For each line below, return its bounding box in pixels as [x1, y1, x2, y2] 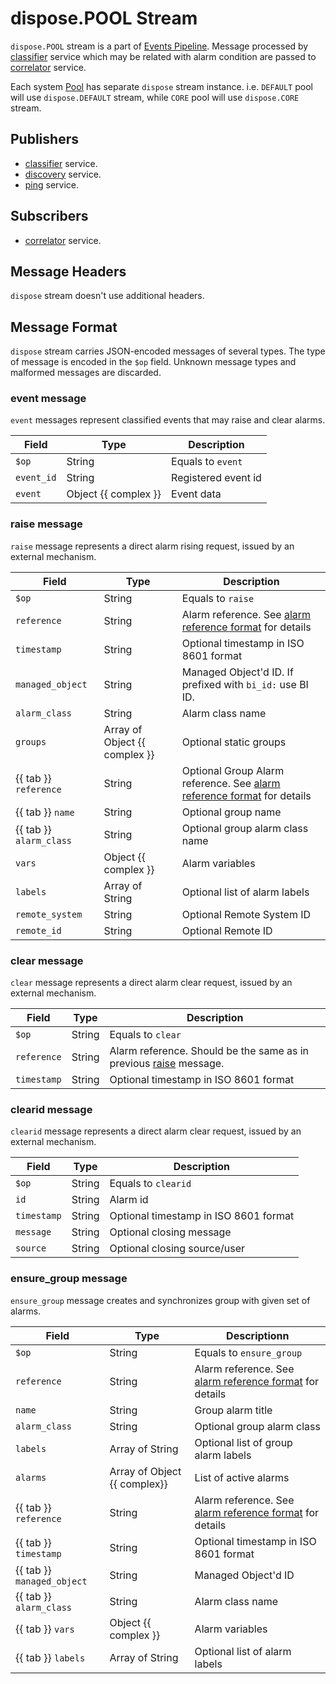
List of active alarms [194, 1470, 290, 1484]
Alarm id [109, 1193, 149, 1207]
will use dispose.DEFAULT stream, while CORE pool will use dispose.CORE [10, 91, 300, 103]
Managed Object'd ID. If [181, 665, 294, 679]
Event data [171, 487, 222, 501]
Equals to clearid [109, 1177, 192, 1191]
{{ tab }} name [15, 805, 75, 819]
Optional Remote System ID [181, 907, 312, 921]
